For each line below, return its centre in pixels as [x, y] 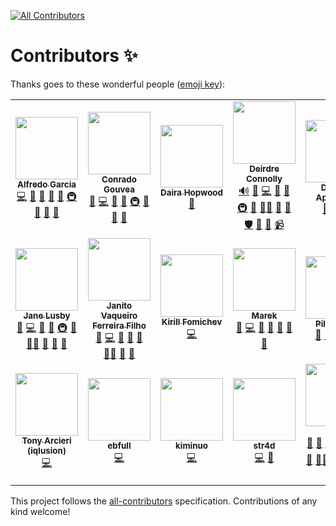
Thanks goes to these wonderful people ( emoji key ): [118, 84]
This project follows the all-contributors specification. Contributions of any [164, 501]
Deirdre [264, 168]
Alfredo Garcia [46, 184]
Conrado [119, 179]
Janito [119, 305]
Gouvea [119, 189]
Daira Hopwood [191, 193]
